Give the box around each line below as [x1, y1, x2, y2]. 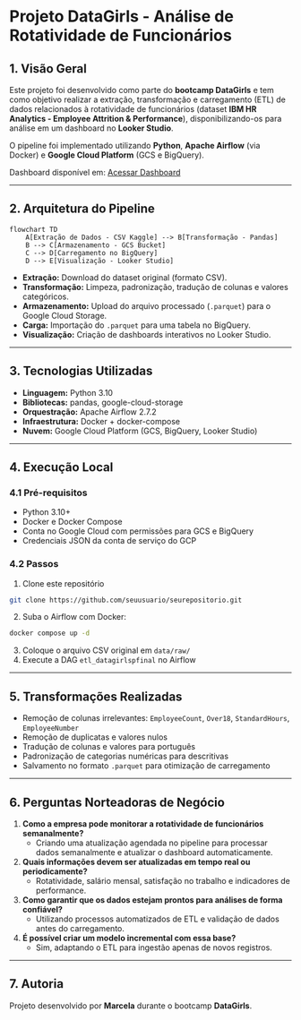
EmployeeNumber [21, 724, 80, 733]
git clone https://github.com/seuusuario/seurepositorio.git [9, 596, 243, 604]
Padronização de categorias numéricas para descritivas [21, 750, 229, 762]
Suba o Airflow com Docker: [21, 612, 127, 622]
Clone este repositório [21, 578, 105, 588]
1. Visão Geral [9, 61, 87, 76]
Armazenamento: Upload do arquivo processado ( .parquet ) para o [21, 300, 271, 311]
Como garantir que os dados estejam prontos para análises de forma [21, 894, 283, 905]
